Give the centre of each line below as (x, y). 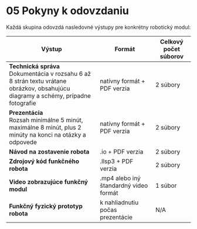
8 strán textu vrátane (38, 81)
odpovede (23, 142)
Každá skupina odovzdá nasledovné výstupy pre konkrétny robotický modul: (98, 27)
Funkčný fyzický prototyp (46, 206)
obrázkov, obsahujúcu (40, 88)
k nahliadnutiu (119, 203)
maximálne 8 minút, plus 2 (45, 127)
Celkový (172, 41)
